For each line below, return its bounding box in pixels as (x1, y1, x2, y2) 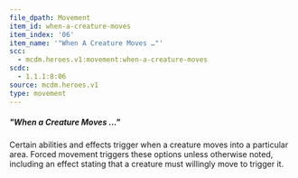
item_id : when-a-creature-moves (9, 22, 131, 31)
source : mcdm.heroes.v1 (9, 80, 99, 89)
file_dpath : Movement (9, 13, 91, 23)
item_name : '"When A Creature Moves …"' (9, 38, 164, 48)
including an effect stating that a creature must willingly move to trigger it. (9, 159, 284, 170)
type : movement (9, 89, 67, 98)
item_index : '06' (9, 30, 75, 39)
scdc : (9, 64, 30, 73)
